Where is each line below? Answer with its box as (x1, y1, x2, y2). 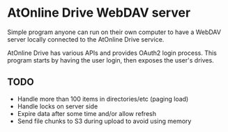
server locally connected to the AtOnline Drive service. (7, 35, 165, 43)
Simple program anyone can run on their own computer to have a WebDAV (7, 28, 222, 36)
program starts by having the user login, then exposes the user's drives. (7, 56, 214, 64)
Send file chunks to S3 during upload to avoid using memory (17, 117, 192, 125)
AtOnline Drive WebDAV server (7, 5, 191, 21)
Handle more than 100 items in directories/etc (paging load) (17, 94, 189, 103)
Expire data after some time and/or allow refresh (17, 109, 157, 117)
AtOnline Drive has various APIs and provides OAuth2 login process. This (7, 49, 218, 57)
